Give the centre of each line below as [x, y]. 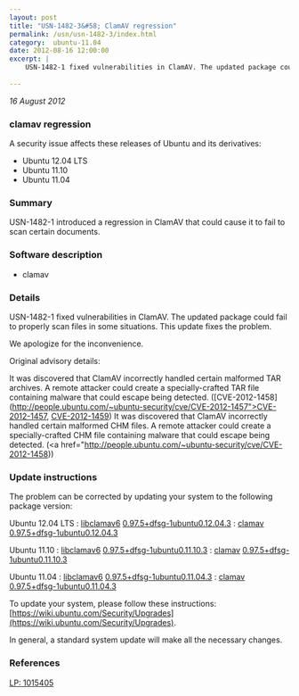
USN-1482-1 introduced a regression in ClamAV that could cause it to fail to [147, 222]
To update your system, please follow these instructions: [113, 604]
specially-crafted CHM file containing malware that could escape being [140, 435]
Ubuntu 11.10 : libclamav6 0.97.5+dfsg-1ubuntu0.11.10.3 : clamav [125, 551]
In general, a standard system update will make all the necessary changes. [146, 640]
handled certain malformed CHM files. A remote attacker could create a [140, 426]
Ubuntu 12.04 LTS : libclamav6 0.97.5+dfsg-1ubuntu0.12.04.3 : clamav [137, 524]
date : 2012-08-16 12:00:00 [59, 51]
